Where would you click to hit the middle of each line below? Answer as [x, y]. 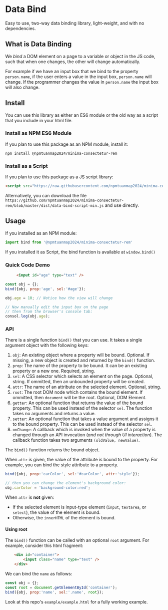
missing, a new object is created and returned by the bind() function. [84, 360]
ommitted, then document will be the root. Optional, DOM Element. [79, 398]
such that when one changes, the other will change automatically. [73, 62]
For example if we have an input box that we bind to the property [72, 71]
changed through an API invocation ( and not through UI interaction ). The [87, 435]
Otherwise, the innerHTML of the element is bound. [64, 518]
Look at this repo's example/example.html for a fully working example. [76, 601]
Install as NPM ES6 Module [38, 133]
